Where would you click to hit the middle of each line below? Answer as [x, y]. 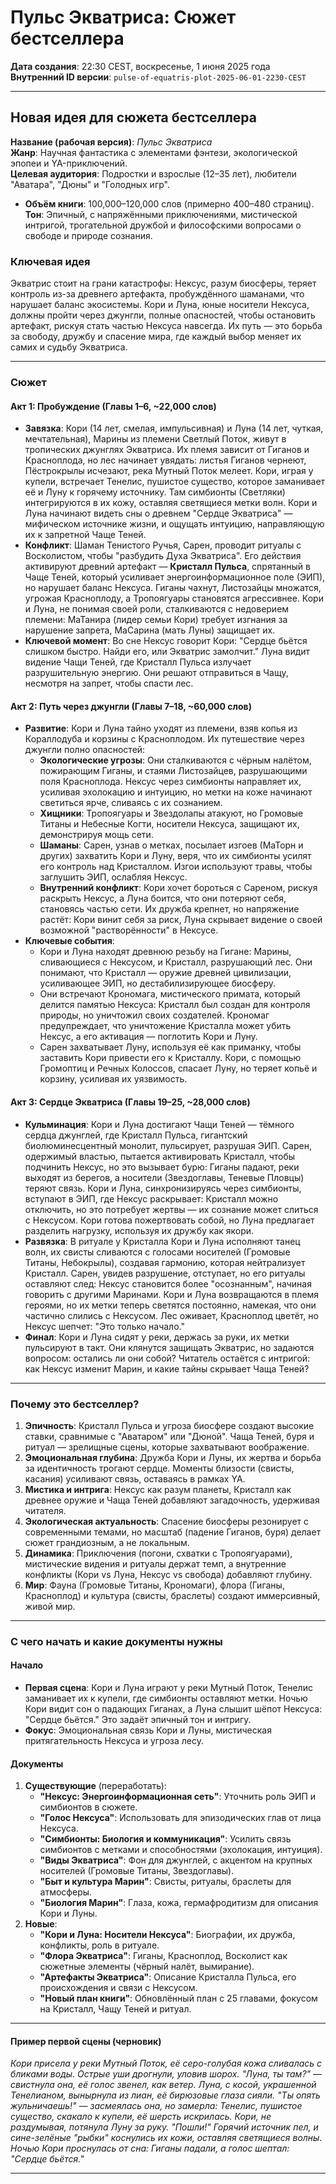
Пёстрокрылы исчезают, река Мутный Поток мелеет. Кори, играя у [169, 471]
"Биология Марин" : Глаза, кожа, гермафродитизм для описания [179, 1903]
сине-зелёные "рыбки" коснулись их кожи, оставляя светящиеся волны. [166, 2138]
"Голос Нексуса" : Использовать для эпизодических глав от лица [180, 1818]
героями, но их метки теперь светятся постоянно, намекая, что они [170, 1305]
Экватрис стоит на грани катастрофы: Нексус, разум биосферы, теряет [163, 283]
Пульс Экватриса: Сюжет [123, 17]
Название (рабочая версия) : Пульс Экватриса [111, 142]
